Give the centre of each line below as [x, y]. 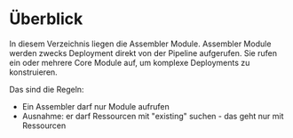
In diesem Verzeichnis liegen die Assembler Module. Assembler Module [140, 44]
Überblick [46, 19]
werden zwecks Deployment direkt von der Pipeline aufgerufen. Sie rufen [143, 53]
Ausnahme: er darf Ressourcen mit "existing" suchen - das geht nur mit [153, 116]
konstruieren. [33, 72]
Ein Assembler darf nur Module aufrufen [96, 106]
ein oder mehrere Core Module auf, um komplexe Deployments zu [130, 62]
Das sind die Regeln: [47, 89]
